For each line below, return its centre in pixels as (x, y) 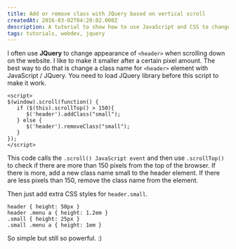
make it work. (27, 83)
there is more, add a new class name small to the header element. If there (113, 173)
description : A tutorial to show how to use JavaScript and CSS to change (119, 27)
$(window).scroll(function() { (53, 102)
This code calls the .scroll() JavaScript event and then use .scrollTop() (116, 158)
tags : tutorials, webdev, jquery (56, 33)
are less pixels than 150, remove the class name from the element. (103, 180)
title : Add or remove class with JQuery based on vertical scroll (106, 14)
